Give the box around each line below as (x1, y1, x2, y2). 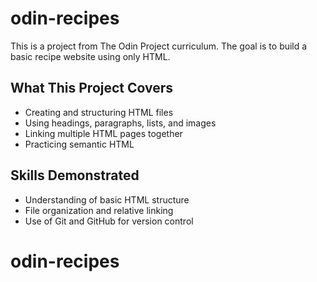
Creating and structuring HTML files (24, 106, 174, 118)
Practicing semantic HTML (24, 138, 135, 150)
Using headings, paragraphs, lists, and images (24, 117, 217, 129)
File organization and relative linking (24, 204, 174, 216)
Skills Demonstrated (10, 167, 140, 184)
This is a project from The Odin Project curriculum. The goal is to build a (10, 40, 308, 52)
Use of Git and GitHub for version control (24, 215, 194, 227)
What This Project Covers (10, 80, 174, 97)
